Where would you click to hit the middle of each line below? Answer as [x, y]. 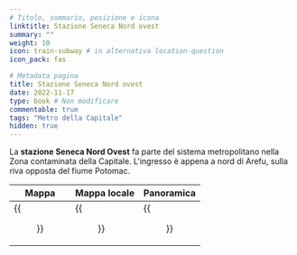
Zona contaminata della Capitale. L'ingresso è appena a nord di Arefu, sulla [149, 161]
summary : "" [32, 34]
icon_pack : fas [38, 59]
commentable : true [44, 109]
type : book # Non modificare [64, 101]
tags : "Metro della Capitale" [66, 118]
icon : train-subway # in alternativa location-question [116, 51]
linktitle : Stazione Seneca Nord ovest [84, 26]
